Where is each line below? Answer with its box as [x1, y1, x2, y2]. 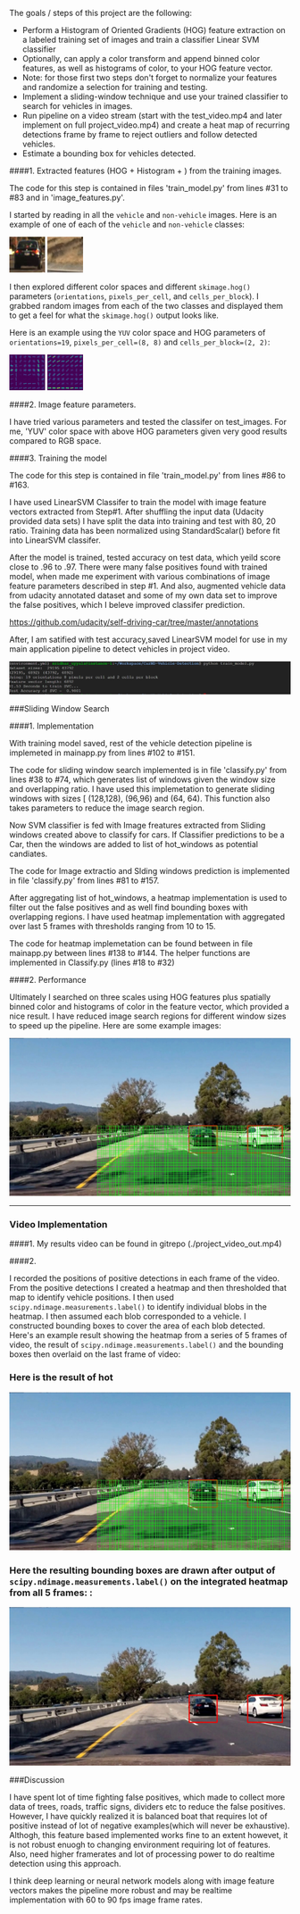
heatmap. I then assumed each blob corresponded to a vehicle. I [9, 1311, 246, 1322]
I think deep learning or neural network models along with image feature [9, 1875, 275, 1886]
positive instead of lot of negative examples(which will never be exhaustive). [9, 1820, 290, 1831]
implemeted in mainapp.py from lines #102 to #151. [9, 747, 196, 758]
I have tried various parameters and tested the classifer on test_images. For [9, 417, 287, 427]
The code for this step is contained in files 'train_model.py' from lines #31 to [9, 183, 288, 193]
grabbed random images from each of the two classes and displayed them [9, 301, 284, 311]
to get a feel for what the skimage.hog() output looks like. [9, 310, 219, 320]
